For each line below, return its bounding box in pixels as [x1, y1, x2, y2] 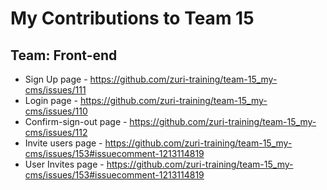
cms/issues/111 [24, 84, 87, 96]
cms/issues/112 [24, 127, 88, 138]
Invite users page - [24, 137, 103, 149]
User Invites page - [24, 158, 105, 170]
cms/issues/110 [24, 105, 88, 117]
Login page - [24, 95, 78, 106]
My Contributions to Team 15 [10, 7, 255, 30]
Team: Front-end [10, 47, 118, 64]
